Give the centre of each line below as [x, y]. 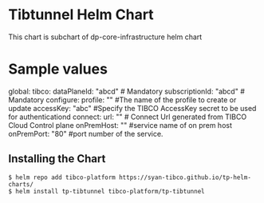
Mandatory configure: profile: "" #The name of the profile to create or [122, 100]
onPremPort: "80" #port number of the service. [86, 133]
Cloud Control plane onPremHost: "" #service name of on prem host [120, 125]
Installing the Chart [57, 159]
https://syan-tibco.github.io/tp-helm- [185, 177]
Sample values [58, 69]
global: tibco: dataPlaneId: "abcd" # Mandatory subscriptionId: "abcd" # [127, 91]
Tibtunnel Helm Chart [81, 15]
